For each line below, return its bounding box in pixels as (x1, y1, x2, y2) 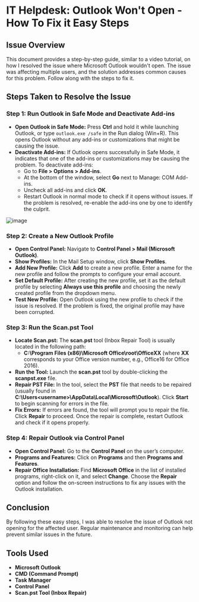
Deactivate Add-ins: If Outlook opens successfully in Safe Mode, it (14, 148, 180, 155)
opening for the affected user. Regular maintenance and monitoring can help (6, 525, 193, 532)
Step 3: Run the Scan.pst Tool (6, 323, 94, 331)
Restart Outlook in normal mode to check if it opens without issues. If (23, 193, 193, 200)
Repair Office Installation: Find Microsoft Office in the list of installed (14, 466, 186, 474)
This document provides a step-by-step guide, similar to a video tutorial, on (6, 56, 191, 62)
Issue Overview (6, 40, 65, 50)
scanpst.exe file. (14, 375, 57, 382)
